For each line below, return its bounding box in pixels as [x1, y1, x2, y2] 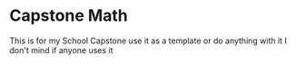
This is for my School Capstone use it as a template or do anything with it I [9, 35, 288, 46]
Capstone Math [9, 5, 129, 26]
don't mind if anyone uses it [9, 44, 113, 55]
